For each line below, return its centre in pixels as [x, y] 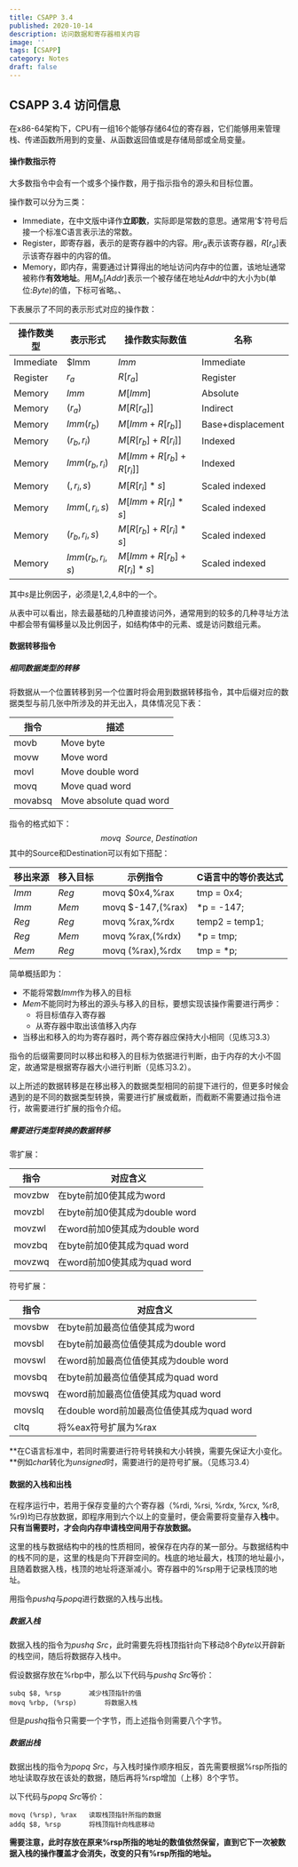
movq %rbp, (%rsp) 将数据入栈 [74, 1703]
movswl [30, 1360]
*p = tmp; [217, 936]
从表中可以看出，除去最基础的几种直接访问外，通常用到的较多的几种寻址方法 [149, 613]
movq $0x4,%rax [138, 893]
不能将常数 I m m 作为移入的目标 [77, 993]
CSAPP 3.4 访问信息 [65, 105]
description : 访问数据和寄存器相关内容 [74, 34]
